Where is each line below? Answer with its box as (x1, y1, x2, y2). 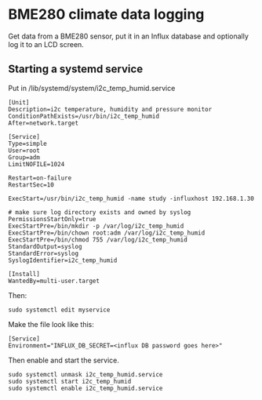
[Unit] (8, 98, 30, 107)
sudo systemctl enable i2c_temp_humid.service (8, 384, 163, 392)
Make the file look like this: (8, 319, 94, 329)
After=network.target (8, 119, 79, 127)
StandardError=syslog (8, 249, 79, 257)
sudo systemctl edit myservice (8, 306, 111, 314)
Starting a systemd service (8, 63, 144, 76)
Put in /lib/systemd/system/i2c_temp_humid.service (8, 83, 176, 93)
